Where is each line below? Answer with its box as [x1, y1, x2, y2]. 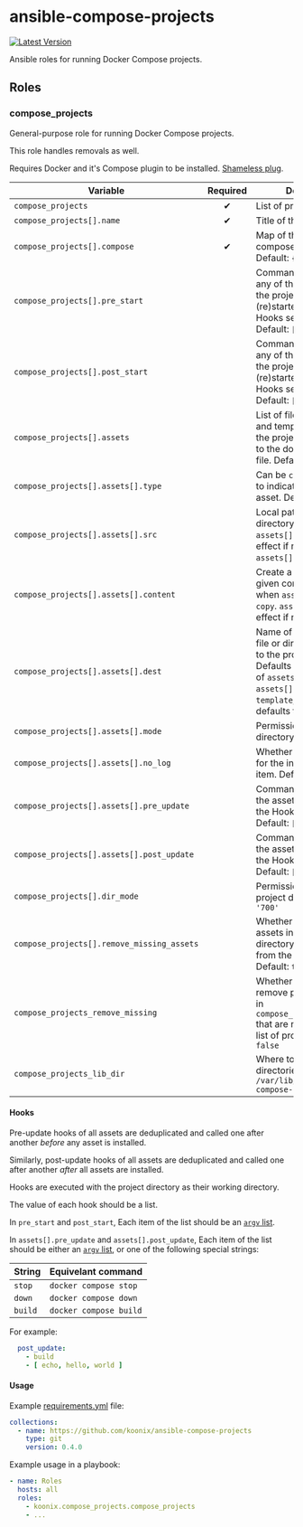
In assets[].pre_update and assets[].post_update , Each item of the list [9, 1234, 272, 1245]
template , [255, 693, 296, 706]
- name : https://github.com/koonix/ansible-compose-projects [17, 1426, 252, 1435]
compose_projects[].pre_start [14, 296, 144, 306]
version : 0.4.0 [25, 1443, 83, 1452]
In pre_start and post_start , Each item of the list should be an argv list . [9, 1216, 275, 1227]
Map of [255, 229, 287, 241]
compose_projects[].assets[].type [14, 481, 162, 491]
